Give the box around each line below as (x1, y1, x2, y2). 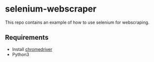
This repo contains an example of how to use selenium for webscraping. (5, 19, 150, 25)
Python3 (12, 51, 29, 57)
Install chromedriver (12, 46, 52, 52)
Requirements (5, 33, 49, 42)
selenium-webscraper (5, 3, 97, 15)
